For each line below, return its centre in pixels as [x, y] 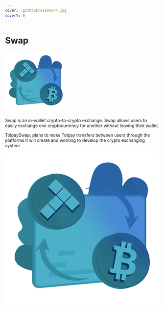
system [12, 146]
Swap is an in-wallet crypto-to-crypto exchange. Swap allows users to [76, 121]
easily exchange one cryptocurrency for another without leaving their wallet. [82, 126]
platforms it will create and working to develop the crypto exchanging [75, 140]
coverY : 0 [15, 15]
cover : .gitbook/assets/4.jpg [36, 10]
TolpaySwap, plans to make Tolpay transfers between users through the [78, 135]
